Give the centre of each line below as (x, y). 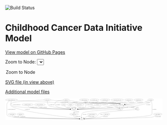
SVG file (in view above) (30, 82)
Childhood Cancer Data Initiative (74, 28)
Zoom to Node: (21, 62)
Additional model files (27, 92)
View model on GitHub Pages (35, 52)
